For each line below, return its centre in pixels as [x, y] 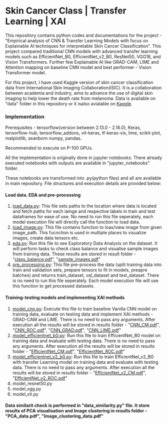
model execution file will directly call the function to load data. [76, 222]
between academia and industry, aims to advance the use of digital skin [79, 93]
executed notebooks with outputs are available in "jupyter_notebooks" [77, 163]
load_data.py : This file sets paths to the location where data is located [84, 206]
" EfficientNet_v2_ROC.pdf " [40, 378]
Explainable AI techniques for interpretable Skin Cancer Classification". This [83, 46]
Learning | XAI [35, 21]
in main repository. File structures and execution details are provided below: [83, 184]
